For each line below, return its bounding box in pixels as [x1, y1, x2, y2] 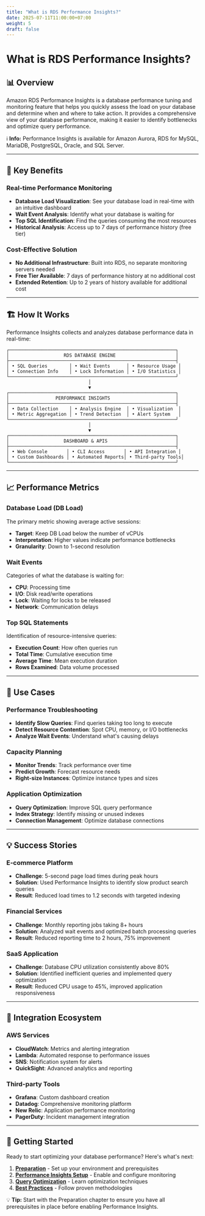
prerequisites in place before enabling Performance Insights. [6, 1203, 159, 1210]
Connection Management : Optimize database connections [15, 817, 165, 824]
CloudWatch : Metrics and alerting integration [15, 1045, 130, 1052]
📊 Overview [6, 77, 54, 87]
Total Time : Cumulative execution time [15, 651, 113, 658]
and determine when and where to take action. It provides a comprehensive [6, 109, 196, 117]
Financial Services [6, 907, 62, 916]
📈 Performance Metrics [6, 483, 99, 493]
